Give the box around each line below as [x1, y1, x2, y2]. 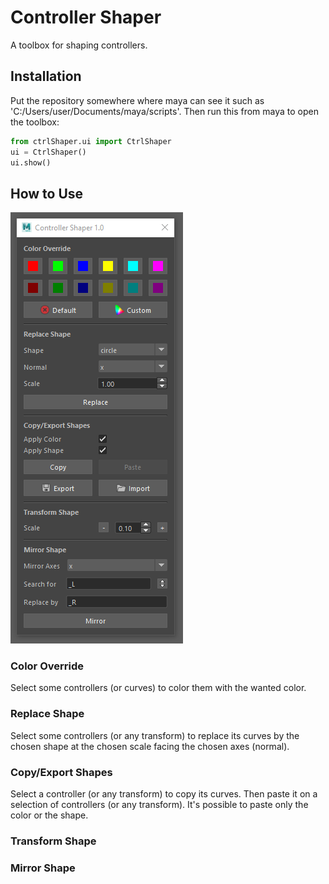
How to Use [10, 185, 84, 202]
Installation [10, 68, 82, 85]
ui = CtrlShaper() [10, 147, 87, 157]
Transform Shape [10, 834, 97, 848]
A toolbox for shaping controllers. [10, 39, 148, 51]
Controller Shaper [10, 6, 162, 29]
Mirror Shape [10, 861, 76, 875]
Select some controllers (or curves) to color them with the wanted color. [10, 682, 307, 694]
